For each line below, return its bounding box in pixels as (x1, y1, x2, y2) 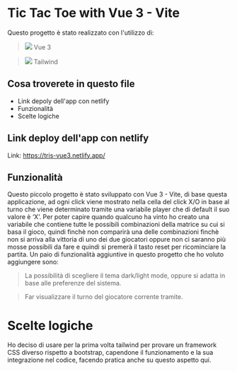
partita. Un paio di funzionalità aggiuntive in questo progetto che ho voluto (7, 250, 224, 259)
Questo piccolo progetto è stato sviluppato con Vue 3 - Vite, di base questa (7, 190, 228, 199)
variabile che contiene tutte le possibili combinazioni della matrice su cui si (7, 220, 225, 229)
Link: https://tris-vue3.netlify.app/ (7, 151, 105, 160)
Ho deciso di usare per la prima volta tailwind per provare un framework (7, 341, 217, 349)
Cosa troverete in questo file (7, 78, 135, 90)
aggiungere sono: (7, 258, 59, 266)
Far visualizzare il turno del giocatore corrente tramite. (24, 293, 183, 301)
